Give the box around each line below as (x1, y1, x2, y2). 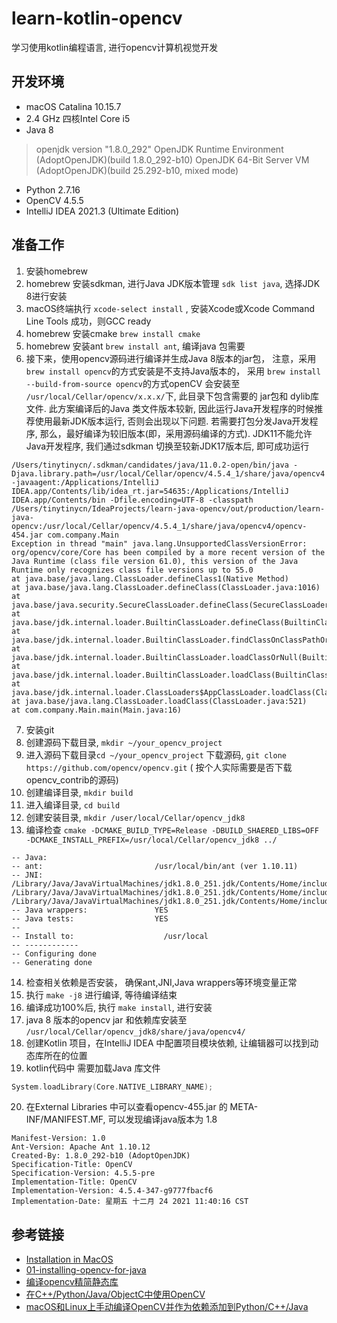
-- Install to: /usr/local (11, 931, 209, 941)
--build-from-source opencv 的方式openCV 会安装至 (25, 377, 241, 389)
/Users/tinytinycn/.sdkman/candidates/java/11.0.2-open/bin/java (11, 460, 289, 470)
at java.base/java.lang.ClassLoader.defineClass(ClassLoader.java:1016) (11, 582, 321, 592)
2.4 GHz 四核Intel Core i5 (25, 112, 131, 124)
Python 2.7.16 (25, 183, 81, 196)
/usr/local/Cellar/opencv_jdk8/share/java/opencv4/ (25, 1027, 246, 1037)
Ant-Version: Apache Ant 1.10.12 (11, 1142, 151, 1152)
